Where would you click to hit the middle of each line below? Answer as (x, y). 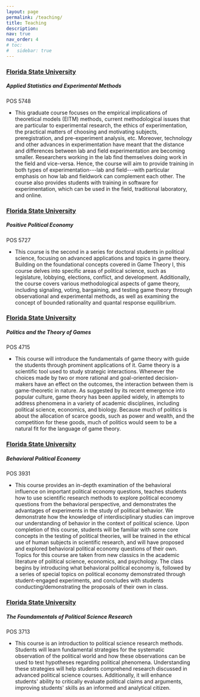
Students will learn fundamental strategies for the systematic (90, 650)
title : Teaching (26, 23)
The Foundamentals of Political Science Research (70, 616)
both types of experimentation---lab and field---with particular (92, 170)
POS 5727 (19, 240)
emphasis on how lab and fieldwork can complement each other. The (100, 176)
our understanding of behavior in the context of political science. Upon (102, 523)
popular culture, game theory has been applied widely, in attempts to (99, 397)
